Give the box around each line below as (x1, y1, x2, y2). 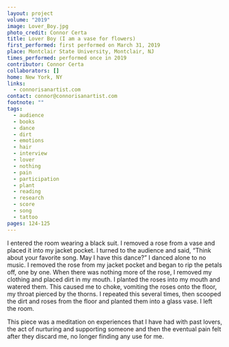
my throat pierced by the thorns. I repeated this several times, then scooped (7, 290, 221, 298)
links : (7, 80, 26, 87)
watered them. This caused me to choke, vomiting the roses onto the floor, (7, 282, 217, 291)
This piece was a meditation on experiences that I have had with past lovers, (7, 318, 223, 326)
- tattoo (13, 214, 38, 220)
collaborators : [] (7, 67, 59, 74)
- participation (13, 175, 59, 182)
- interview (13, 150, 48, 157)
